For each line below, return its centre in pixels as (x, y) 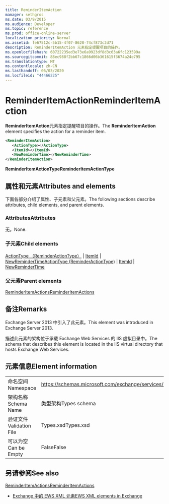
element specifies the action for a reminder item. (56, 131)
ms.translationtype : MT (30, 61)
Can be (16, 448)
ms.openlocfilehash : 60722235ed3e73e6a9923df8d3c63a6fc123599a (73, 52)
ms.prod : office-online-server (38, 33)
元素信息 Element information (51, 367)
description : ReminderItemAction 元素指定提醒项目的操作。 (64, 47)
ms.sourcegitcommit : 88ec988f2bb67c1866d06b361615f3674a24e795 (73, 57)
